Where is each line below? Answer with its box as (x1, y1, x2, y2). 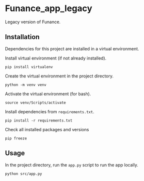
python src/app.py (5, 171, 42, 176)
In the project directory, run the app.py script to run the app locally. (5, 162, 138, 167)
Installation (5, 33, 40, 41)
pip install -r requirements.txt (5, 118, 73, 123)
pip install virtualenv (5, 64, 53, 69)
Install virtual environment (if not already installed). (5, 55, 107, 61)
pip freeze (5, 136, 27, 141)
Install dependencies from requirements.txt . (5, 108, 95, 114)
